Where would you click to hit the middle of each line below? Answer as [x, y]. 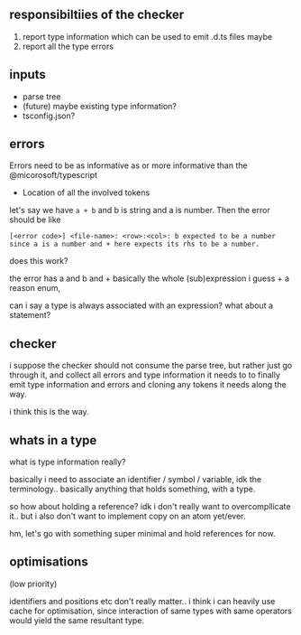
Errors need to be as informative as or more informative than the [128, 165]
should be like [35, 219]
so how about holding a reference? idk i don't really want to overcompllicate [150, 507]
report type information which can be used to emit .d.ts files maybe [147, 36]
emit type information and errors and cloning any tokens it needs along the [148, 385]
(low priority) [33, 584]
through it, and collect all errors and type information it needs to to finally [145, 375]
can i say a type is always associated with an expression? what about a [141, 305]
